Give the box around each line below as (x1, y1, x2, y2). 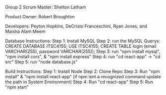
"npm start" (5, 84, 29, 90)
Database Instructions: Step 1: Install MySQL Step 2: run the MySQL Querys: (5, 38, 160, 44)
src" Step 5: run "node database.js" (5, 59, 78, 64)
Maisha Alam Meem (5, 29, 46, 34)
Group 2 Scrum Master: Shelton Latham (5, 4, 86, 10)
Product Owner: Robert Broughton (5, 14, 75, 19)
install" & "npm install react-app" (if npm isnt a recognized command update (5, 74, 161, 79)
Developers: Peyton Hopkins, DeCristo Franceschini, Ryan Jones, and (5, 23, 148, 29)
